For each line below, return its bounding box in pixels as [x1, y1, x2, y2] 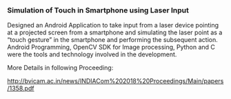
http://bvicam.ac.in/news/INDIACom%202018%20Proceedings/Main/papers [7, 77, 224, 85]
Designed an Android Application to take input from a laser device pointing [7, 21, 219, 30]
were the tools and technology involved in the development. [7, 50, 177, 58]
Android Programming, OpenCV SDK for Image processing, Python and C [7, 43, 216, 52]
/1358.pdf [7, 85, 34, 93]
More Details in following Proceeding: [7, 64, 114, 72]
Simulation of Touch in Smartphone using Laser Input [7, 5, 190, 15]
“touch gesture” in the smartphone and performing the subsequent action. [7, 36, 219, 44]
